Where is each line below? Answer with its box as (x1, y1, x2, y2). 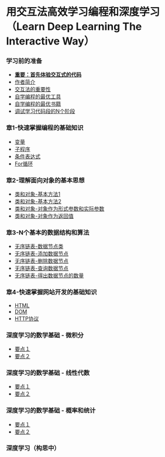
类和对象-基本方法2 (14, 198, 61, 205)
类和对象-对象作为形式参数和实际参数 (14, 205, 105, 212)
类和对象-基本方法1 (14, 191, 60, 198)
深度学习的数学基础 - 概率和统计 (6, 407, 96, 415)
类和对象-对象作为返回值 (14, 213, 74, 220)
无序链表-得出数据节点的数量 (14, 272, 84, 279)
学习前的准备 (6, 57, 43, 65)
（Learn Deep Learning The (6, 20, 142, 33)
